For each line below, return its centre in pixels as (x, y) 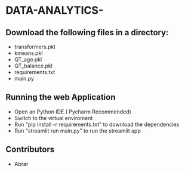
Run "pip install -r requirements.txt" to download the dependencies (97, 124)
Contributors (30, 150)
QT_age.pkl (28, 59)
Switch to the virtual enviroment (53, 118)
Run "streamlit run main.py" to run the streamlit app (77, 130)
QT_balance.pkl (33, 66)
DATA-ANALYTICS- (55, 10)
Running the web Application (61, 97)
